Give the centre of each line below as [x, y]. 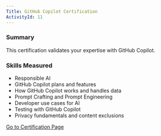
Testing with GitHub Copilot [48, 110]
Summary [20, 38]
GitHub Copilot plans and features [55, 84]
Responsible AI [32, 78]
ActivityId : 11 [24, 17]
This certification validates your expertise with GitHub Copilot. [81, 50]
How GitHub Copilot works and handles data [68, 91]
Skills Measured [29, 65]
